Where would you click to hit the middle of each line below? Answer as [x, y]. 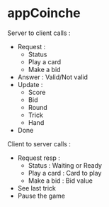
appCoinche [44, 13]
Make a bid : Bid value [61, 181]
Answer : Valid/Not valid [53, 77]
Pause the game [41, 196]
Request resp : [39, 158]
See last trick [37, 188]
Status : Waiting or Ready [65, 165]
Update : [30, 84]
